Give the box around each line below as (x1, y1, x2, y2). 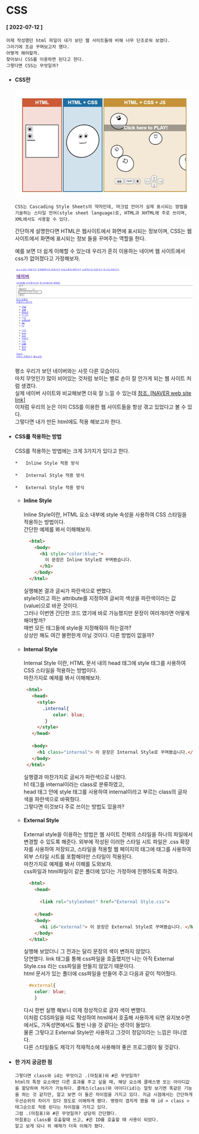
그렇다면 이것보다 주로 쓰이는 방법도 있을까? (23, 803, 125, 810)
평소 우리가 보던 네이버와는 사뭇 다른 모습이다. (14, 368, 121, 375)
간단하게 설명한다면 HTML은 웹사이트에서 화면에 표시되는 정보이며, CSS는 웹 (14, 227, 192, 234)
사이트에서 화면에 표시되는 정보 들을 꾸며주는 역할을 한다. (14, 234, 146, 242)
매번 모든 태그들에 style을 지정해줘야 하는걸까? (23, 624, 132, 631)
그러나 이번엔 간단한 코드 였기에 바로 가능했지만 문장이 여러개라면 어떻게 (23, 609, 190, 616)
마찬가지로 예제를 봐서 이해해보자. (23, 674, 102, 682)
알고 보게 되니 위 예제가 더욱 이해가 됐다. (14, 1123, 105, 1129)
